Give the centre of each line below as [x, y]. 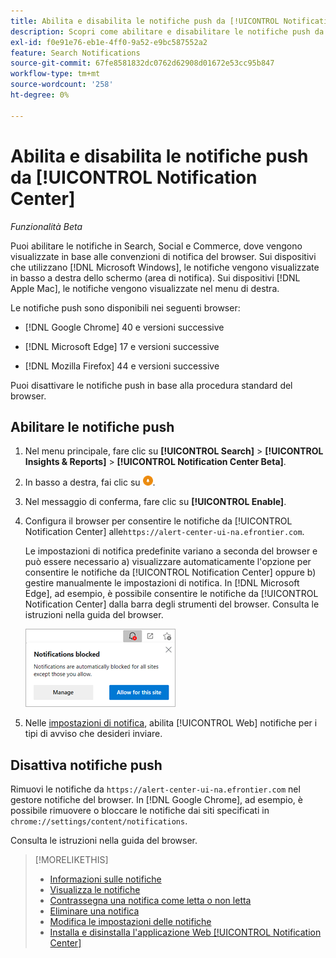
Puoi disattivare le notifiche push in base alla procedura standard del [151, 385]
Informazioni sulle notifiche [105, 879]
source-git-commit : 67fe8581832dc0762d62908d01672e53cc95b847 [142, 63]
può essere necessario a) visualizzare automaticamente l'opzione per [168, 562]
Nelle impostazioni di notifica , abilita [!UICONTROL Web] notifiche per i [171, 723]
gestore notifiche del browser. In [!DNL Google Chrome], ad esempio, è [156, 800]
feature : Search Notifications [75, 53]
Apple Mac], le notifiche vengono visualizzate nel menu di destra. [145, 288]
